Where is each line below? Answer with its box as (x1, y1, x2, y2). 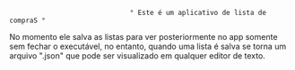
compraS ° (9, 16, 47, 25)
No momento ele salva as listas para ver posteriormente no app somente (9, 32, 278, 42)
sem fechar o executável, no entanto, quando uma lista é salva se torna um (9, 41, 287, 51)
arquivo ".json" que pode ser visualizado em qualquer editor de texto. (9, 51, 266, 61)
